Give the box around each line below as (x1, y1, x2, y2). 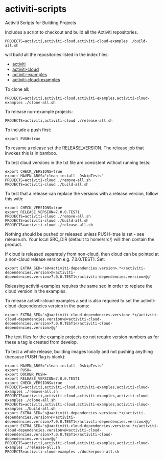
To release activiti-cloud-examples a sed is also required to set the (5, 297, 140, 303)
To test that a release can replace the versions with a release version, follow (5, 190, 158, 196)
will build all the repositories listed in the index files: (5, 52, 109, 57)
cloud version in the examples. (5, 288, 67, 294)
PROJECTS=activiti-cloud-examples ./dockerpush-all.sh (5, 449, 119, 454)
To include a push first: (5, 127, 51, 133)
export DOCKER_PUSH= (5, 372, 47, 377)
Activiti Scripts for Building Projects (5, 20, 77, 26)
